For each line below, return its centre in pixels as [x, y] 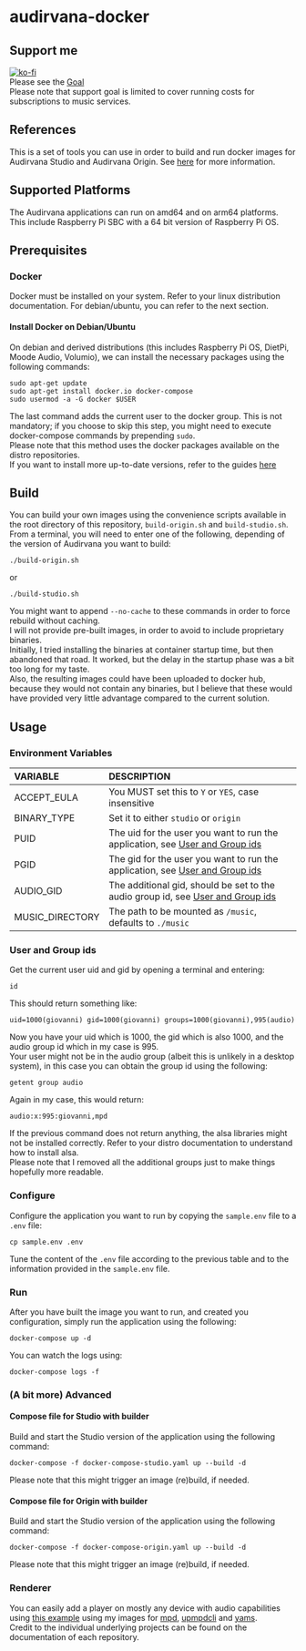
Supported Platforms [70, 190]
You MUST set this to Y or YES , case [184, 792]
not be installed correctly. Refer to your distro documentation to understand [151, 1143]
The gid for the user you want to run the [194, 859]
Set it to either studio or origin [175, 818]
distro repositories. [45, 455]
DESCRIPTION [140, 776]
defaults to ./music [149, 923]
